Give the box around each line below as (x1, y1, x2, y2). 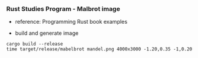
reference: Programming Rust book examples (14, 18, 128, 25)
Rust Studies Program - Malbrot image (6, 5, 120, 13)
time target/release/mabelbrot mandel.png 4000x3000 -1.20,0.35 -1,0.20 (6, 46, 193, 52)
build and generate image (14, 30, 79, 37)
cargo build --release (6, 41, 63, 47)
